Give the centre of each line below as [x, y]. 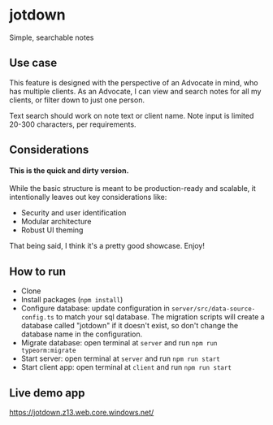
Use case [33, 63]
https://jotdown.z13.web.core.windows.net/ [82, 412]
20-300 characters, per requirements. [73, 124]
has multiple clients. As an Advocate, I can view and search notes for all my [135, 91]
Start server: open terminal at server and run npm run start [120, 358]
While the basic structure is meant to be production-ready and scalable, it [133, 189]
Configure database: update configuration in [95, 308]
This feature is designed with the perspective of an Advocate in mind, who [134, 82]
